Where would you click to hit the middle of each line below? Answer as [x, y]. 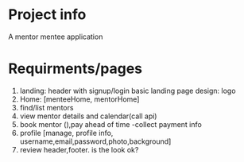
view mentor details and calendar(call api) [88, 116]
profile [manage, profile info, [66, 133]
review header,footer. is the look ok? [79, 149]
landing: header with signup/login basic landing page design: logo [128, 91]
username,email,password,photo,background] [95, 141]
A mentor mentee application [56, 37]
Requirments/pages [76, 69]
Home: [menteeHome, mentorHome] [79, 99]
